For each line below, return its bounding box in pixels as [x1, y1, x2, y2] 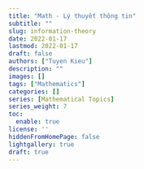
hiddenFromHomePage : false [8, 132, 100, 141]
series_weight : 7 [8, 102, 68, 110]
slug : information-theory [8, 27, 96, 35]
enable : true [15, 118, 60, 126]
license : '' [8, 125, 49, 133]
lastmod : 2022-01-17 [8, 42, 79, 50]
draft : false [8, 50, 53, 58]
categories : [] [8, 87, 60, 96]
